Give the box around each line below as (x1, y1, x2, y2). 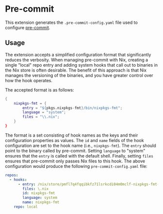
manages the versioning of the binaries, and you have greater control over (5, 72, 154, 78)
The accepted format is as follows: (5, 87, 74, 93)
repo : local (14, 204, 38, 209)
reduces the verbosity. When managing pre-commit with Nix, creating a (5, 57, 148, 63)
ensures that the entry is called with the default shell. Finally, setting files (5, 153, 154, 159)
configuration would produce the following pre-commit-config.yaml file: (5, 163, 147, 169)
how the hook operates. (5, 77, 52, 83)
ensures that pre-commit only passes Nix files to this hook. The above (5, 158, 146, 164)
